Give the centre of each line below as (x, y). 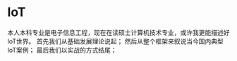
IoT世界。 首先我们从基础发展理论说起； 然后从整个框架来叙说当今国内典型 (115, 41)
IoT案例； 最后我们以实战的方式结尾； (62, 50)
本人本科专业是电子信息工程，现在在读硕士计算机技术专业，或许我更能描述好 (119, 32)
